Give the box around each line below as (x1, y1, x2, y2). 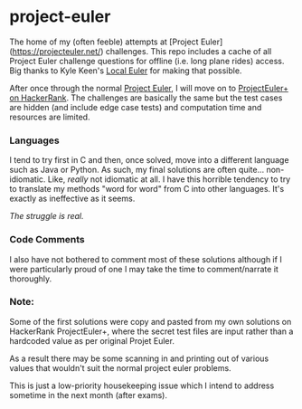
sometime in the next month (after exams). (9, 389, 168, 400)
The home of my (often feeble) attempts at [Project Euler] (9, 36, 223, 47)
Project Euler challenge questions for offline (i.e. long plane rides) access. (9, 55, 285, 66)
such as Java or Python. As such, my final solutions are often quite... (9, 165, 265, 176)
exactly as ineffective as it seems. (9, 193, 136, 204)
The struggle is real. (9, 211, 84, 222)
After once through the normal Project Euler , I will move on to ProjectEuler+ (9, 82, 289, 93)
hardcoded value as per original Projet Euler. (9, 335, 175, 346)
